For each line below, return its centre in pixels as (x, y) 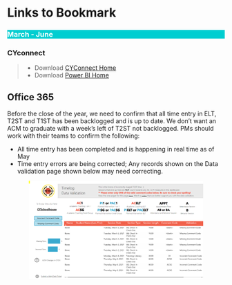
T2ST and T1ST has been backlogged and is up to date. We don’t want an (112, 121)
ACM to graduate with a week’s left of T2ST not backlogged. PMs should (110, 129)
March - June (30, 35)
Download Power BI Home (71, 75)
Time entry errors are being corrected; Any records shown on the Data (118, 164)
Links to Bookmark (62, 13)
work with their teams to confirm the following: (74, 136)
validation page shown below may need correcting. (90, 172)
